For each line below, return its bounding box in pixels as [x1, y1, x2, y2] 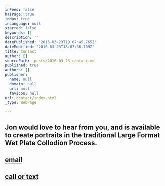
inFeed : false [5, 7, 35, 12]
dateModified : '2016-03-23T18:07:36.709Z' [5, 44, 95, 49]
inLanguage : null [5, 21, 41, 26]
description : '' [5, 35, 39, 40]
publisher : [5, 72, 28, 77]
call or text [5, 173, 39, 181]
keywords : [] [5, 30, 32, 35]
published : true [5, 63, 39, 68]
